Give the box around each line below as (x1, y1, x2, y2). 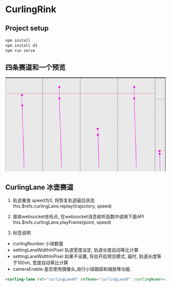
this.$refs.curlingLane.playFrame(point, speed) (12, 219, 111, 225)
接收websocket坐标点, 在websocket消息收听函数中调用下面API (12, 213, 144, 219)
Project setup (5, 24, 49, 33)
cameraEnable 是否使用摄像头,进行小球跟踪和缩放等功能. (12, 266, 132, 272)
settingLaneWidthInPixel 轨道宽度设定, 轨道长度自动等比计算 (12, 247, 139, 253)
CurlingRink (5, 4, 56, 15)
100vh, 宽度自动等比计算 (17, 260, 69, 266)
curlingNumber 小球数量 (12, 240, 64, 246)
